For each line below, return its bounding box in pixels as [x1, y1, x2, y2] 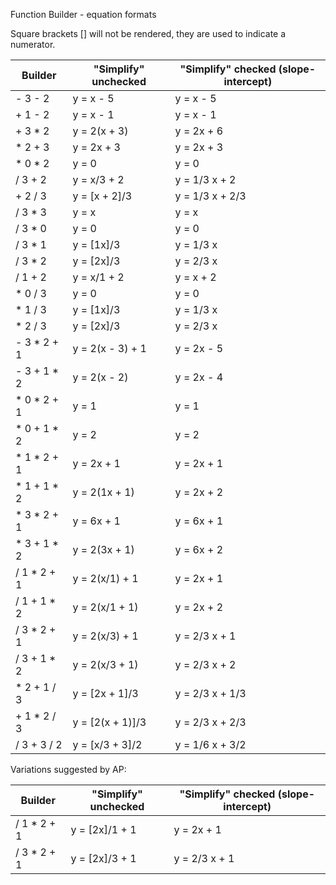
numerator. [10, 39, 56, 50]
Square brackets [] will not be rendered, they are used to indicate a [10, 28, 287, 39]
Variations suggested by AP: [10, 764, 127, 775]
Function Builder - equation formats [10, 9, 157, 20]
